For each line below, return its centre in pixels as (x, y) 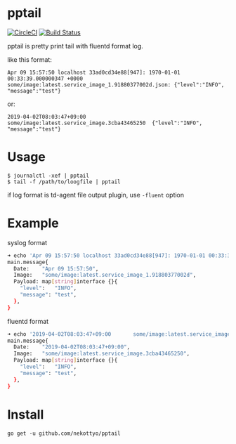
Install (26, 414)
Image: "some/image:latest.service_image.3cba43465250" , (102, 354)
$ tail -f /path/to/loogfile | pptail (64, 182)
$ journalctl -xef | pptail (48, 176)
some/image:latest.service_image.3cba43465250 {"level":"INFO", (105, 123)
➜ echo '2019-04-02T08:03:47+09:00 (59, 334)
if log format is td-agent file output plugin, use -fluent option (96, 195)
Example (33, 223)
